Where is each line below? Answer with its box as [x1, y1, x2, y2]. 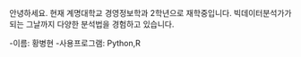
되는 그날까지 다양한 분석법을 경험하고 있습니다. [9, 19, 175, 29]
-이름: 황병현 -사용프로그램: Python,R [9, 38, 142, 48]
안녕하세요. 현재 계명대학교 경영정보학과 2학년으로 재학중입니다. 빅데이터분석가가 [9, 8, 292, 18]
